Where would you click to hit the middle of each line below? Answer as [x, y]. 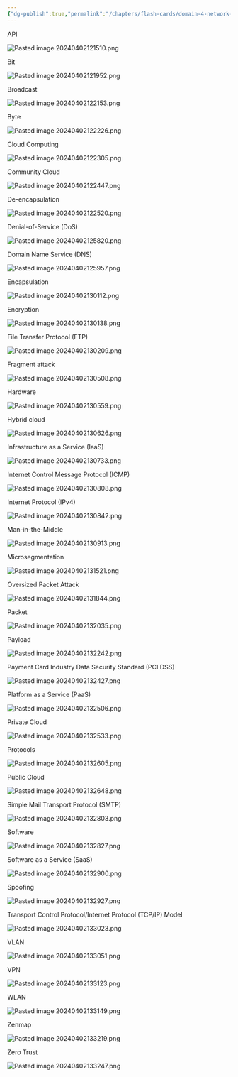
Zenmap [19, 1024]
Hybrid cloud [26, 419]
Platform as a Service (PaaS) [49, 694]
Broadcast [22, 89]
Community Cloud [34, 172]
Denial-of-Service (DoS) [42, 226]
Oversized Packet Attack [43, 584]
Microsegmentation [36, 557]
